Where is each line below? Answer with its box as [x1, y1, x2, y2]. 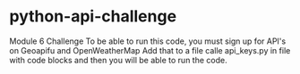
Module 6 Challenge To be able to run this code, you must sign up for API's [9, 36, 287, 46]
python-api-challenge [9, 6, 177, 27]
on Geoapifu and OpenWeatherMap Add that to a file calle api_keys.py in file [9, 45, 291, 55]
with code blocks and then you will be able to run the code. [9, 54, 227, 65]
